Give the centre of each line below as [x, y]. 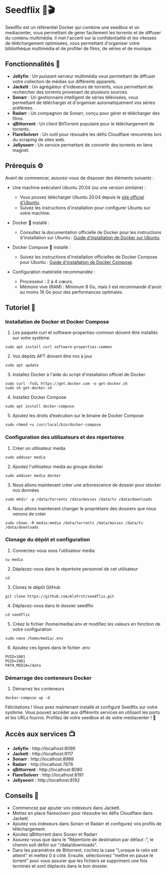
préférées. [23, 108]
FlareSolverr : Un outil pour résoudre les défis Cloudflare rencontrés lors [87, 134]
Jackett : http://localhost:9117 [43, 754]
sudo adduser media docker [33, 476]
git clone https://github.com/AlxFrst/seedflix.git [60, 596]
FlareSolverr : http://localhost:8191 [48, 774]
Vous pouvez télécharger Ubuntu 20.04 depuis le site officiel [82, 197]
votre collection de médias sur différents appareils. [64, 81]
